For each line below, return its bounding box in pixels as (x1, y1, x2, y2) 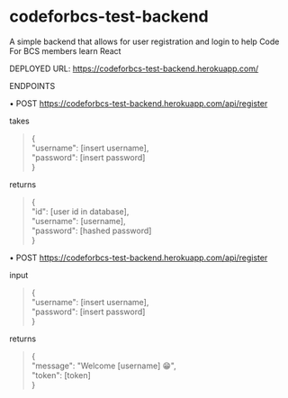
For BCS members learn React (9, 45, 121, 56)
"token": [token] (31, 369, 92, 380)
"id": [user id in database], (31, 205, 130, 217)
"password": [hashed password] (31, 225, 152, 236)
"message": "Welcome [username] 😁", (31, 360, 177, 371)
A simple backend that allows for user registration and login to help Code (9, 36, 280, 47)
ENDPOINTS (9, 80, 56, 91)
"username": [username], (31, 215, 126, 226)
